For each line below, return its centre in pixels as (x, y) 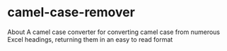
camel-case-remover (71, 12)
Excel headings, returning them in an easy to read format (90, 39)
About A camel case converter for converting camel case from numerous (114, 32)
